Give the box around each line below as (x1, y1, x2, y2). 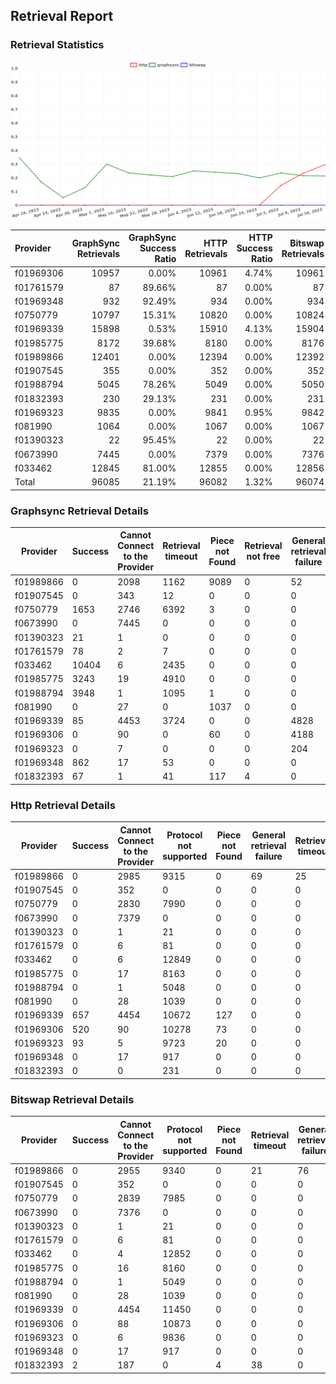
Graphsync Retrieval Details (10, 504, 149, 518)
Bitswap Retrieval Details (10, 1092, 135, 1106)
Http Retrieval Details (10, 798, 116, 812)
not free (246, 550, 281, 563)
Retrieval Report (10, 8, 114, 25)
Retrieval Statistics (10, 38, 105, 52)
